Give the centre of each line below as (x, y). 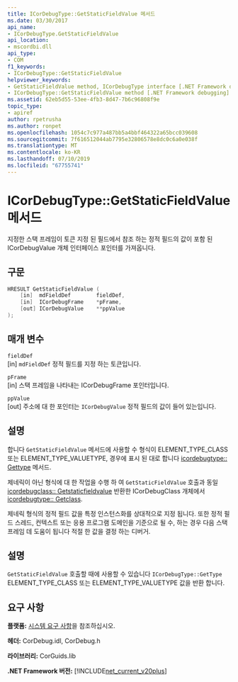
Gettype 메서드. (29, 467)
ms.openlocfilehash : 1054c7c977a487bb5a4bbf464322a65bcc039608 (103, 133)
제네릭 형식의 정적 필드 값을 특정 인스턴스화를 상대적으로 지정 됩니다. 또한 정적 (115, 513)
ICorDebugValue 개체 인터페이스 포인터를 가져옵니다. (81, 247)
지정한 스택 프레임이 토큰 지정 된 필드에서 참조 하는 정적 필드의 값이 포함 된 (110, 239)
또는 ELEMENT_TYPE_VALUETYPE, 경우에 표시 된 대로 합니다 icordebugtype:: (118, 458)
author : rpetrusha (34, 119)
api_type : (22, 54)
